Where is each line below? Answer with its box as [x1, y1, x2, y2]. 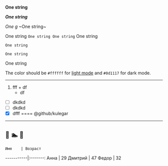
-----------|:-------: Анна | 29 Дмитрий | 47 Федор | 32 [5, 155, 121, 161]
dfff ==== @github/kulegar [12, 111, 68, 117]
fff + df [12, 84, 27, 90]
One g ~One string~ [5, 23, 46, 29]
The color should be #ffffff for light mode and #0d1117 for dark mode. [5, 70, 151, 76]
